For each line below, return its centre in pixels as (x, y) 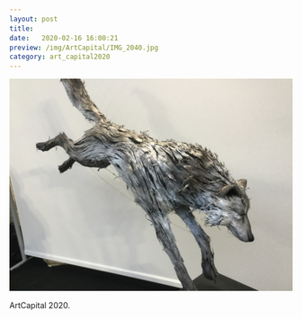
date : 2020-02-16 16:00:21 (64, 38)
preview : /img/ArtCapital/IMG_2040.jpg (84, 48)
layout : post (34, 19)
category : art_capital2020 (60, 57)
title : (22, 28)
